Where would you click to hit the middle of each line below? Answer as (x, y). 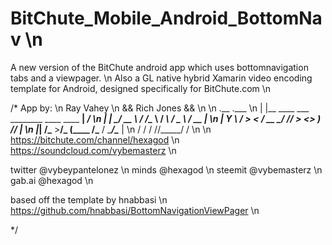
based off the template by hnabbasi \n (89, 199)
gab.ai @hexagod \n (52, 180)
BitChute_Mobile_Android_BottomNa (166, 18)
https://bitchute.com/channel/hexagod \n (95, 139)
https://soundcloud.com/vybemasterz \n (93, 150)
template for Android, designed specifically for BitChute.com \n (141, 88)
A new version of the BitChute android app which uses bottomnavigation (159, 67)
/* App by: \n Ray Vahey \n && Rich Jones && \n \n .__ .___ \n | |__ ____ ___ (160, 108)
